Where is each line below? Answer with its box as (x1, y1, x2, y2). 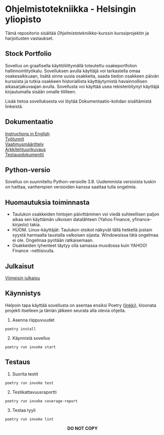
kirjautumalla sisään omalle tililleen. (5, 88, 77, 94)
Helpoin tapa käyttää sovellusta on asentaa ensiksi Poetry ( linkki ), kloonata (5, 302, 157, 308)
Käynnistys (5, 289, 41, 298)
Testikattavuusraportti (12, 389, 57, 395)
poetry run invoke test (5, 381, 54, 385)
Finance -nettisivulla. (12, 248, 55, 254)
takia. (29, 222, 41, 228)
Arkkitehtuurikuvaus (5, 146, 46, 152)
